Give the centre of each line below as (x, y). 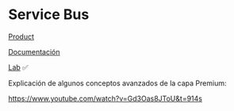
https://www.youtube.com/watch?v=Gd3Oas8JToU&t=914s (105, 98)
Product (21, 36)
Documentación (35, 52)
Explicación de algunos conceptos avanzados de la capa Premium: (117, 83)
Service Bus (49, 15)
